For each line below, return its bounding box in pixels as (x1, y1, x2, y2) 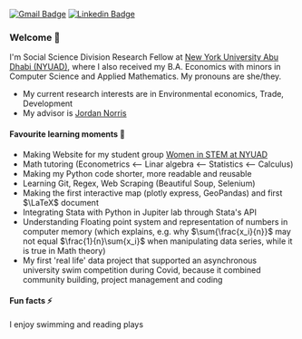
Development (22, 98, 73, 109)
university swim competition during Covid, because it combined (22, 264, 261, 276)
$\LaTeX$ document (22, 197, 100, 208)
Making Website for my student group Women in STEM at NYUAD (22, 149, 268, 160)
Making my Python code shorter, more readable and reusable (22, 168, 252, 179)
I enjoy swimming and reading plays (9, 318, 143, 330)
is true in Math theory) (22, 245, 106, 256)
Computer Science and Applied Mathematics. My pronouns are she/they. (9, 71, 282, 82)
